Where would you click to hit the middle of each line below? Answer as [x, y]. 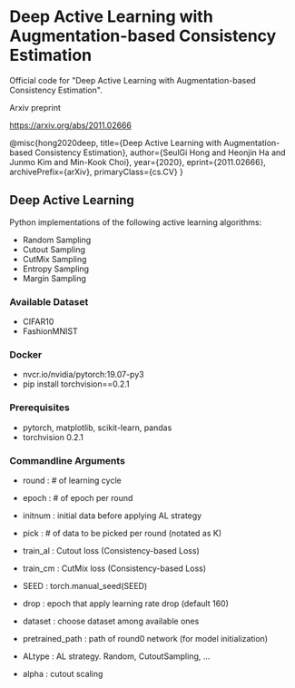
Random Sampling [57, 240]
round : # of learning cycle [72, 480]
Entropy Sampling [55, 269]
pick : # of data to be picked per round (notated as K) [122, 533]
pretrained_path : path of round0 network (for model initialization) [145, 638]
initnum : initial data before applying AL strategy [112, 516]
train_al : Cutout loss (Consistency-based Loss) [111, 550]
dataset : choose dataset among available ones [111, 621]
